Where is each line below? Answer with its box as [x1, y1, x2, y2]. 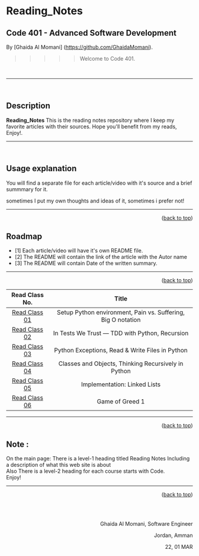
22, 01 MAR [165, 544, 193, 551]
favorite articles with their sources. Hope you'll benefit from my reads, [6, 123, 177, 130]
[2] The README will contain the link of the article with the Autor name [14, 254, 188, 261]
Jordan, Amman [153, 532, 193, 539]
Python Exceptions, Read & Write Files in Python [54, 346, 188, 355]
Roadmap [6, 232, 43, 242]
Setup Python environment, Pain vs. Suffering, [57, 308, 185, 317]
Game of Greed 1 [97, 397, 145, 406]
